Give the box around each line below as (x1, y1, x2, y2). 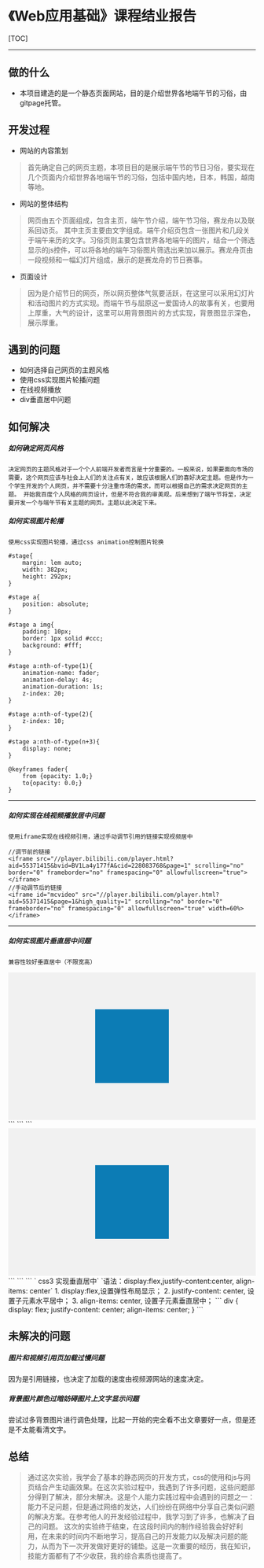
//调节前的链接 (8, 847, 51, 856)
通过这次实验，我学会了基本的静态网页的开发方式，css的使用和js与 (27, 1472, 244, 1481)
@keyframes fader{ (8, 765, 68, 773)
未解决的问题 (8, 1330, 71, 1343)
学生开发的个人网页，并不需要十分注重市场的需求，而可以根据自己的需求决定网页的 (13, 481, 242, 490)
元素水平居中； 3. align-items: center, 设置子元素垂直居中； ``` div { (21, 1296, 239, 1305)
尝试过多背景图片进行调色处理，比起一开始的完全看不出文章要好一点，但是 (8, 1415, 249, 1424)
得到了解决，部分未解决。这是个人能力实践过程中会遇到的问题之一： (34, 1492, 255, 1501)
